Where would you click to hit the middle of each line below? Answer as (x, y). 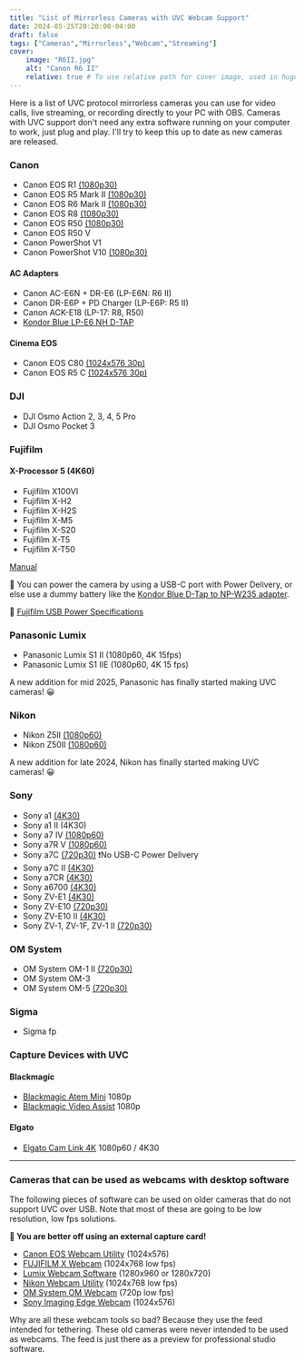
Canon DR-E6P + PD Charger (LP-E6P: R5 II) (105, 303)
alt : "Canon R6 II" (63, 69)
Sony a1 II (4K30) (54, 825)
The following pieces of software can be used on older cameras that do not (150, 1199)
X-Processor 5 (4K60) (52, 471)
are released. (34, 141)
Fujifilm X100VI (50, 491)
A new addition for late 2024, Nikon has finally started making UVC (134, 762)
